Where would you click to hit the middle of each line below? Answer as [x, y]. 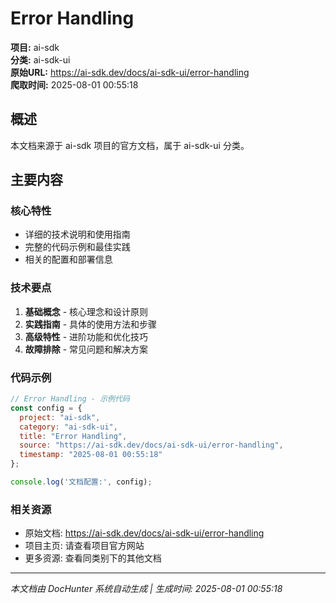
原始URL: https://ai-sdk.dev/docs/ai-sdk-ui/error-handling [130, 72]
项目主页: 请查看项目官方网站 [84, 546]
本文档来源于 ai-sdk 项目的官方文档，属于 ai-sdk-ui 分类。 [130, 145]
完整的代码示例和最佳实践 [77, 247]
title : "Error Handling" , [73, 436]
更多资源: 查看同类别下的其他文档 [93, 558]
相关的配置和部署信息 [68, 259]
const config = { [46, 408]
